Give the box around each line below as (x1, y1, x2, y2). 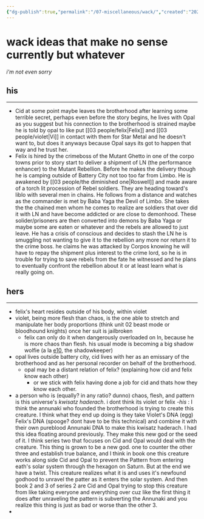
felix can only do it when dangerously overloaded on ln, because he (24, 334, 194, 341)
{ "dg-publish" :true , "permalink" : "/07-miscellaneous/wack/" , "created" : (6, 8, 189, 15)
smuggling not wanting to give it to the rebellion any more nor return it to (15, 236, 197, 243)
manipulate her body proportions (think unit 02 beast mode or (15, 321, 170, 328)
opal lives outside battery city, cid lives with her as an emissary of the (15, 353, 189, 361)
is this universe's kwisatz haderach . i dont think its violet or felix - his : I (15, 398, 193, 405)
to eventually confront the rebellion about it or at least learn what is (15, 262, 183, 270)
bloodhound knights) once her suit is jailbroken (15, 327, 133, 334)
